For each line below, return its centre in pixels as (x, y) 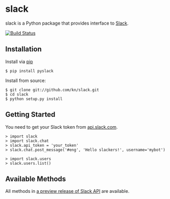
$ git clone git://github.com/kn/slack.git (52, 90)
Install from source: (26, 81)
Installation (23, 49)
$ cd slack (17, 94)
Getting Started (30, 115)
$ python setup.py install (34, 99)
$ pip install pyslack (29, 71)
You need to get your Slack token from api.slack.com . (62, 127)
